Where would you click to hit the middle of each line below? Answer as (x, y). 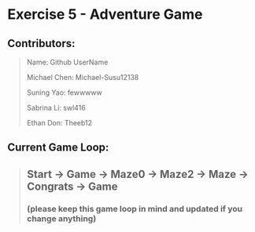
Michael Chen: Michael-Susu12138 (83, 77)
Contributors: (41, 43)
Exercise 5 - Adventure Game (105, 14)
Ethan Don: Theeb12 (59, 123)
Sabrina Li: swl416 (56, 108)
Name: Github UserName (67, 62)
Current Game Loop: (58, 148)
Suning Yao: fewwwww (65, 92)
